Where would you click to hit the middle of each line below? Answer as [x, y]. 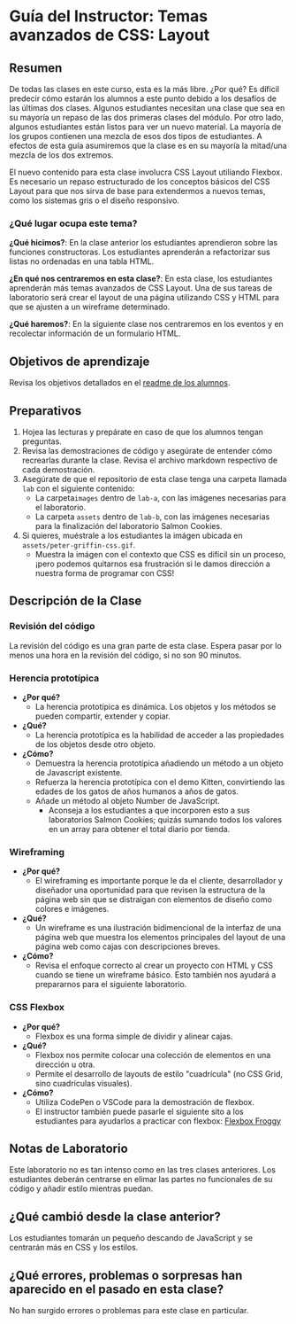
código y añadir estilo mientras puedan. [81, 1188]
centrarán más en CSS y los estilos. [74, 1248]
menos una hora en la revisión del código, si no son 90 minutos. [125, 655]
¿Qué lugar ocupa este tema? [73, 223]
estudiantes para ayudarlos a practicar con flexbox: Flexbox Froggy [158, 1121]
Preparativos [46, 411]
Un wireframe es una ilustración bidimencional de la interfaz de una [158, 928]
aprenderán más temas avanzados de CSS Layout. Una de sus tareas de [141, 288]
